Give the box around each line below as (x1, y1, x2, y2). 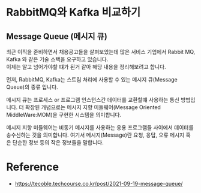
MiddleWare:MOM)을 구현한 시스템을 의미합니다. (6, 111, 122, 118)
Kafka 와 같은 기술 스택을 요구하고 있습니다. (6, 56, 109, 63)
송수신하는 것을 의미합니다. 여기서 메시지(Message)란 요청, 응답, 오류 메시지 (6, 131, 185, 138)
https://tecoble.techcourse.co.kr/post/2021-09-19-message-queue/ (14, 180, 183, 187)
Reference (6, 160, 59, 174)
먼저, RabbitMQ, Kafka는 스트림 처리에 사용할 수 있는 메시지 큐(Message (6, 76, 178, 83)
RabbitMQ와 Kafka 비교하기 (6, 5, 141, 19)
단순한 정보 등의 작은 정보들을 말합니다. (12, 139, 104, 146)
